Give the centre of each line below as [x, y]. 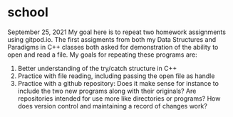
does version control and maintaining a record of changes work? [113, 106]
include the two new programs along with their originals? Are [107, 91]
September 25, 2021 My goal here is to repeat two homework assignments [117, 32]
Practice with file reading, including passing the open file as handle [116, 76]
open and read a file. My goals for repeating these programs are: [102, 55]
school [28, 12]
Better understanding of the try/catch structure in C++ [97, 68]
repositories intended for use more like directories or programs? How [119, 98]
